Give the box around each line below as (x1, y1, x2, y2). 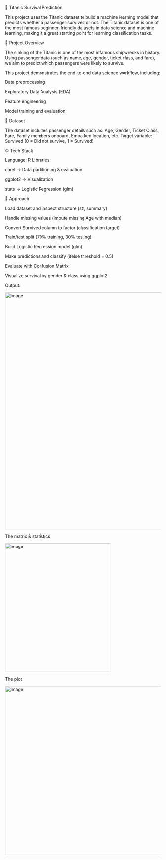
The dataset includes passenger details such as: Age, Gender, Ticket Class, (5, 127, 159, 133)
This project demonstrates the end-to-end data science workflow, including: (5, 70, 161, 76)
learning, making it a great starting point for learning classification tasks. (5, 30, 153, 36)
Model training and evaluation (5, 108, 66, 114)
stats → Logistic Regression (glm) (5, 186, 74, 192)
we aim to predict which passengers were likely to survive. (5, 60, 124, 66)
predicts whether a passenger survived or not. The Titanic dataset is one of (5, 20, 159, 25)
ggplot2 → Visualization (5, 176, 53, 182)
